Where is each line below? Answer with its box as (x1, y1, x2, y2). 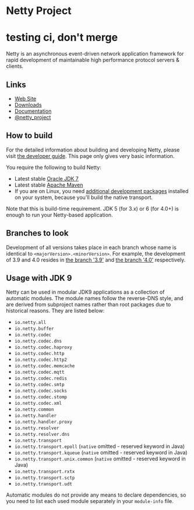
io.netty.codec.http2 (14, 357, 67, 363)
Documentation (14, 107, 52, 115)
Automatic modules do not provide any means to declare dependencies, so (6, 491, 186, 498)
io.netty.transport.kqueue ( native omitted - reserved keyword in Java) (14, 449, 188, 456)
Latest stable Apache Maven (14, 181, 83, 188)
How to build (6, 130, 53, 141)
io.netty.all (14, 320, 47, 326)
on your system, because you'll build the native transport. (14, 194, 153, 201)
